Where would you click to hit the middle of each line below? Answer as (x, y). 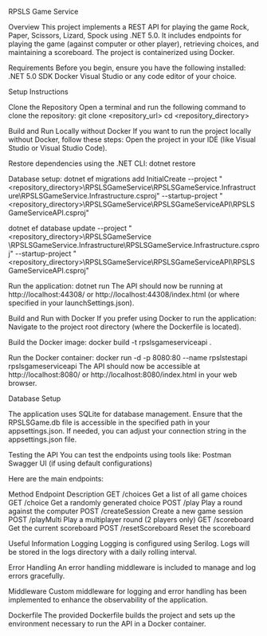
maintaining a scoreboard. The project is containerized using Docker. (122, 52)
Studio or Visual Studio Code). (58, 148)
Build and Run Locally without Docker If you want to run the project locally (130, 131)
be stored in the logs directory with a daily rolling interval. (102, 552)
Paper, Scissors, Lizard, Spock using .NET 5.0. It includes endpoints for (125, 35)
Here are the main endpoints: (56, 479)
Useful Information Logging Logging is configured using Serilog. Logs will (129, 544)
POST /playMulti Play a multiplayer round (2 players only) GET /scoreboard (131, 520)
